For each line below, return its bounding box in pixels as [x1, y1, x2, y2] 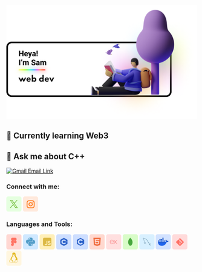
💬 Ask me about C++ [6, 151, 85, 162]
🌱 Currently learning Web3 [6, 131, 109, 141]
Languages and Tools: [6, 220, 73, 228]
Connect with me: [6, 182, 60, 191]
